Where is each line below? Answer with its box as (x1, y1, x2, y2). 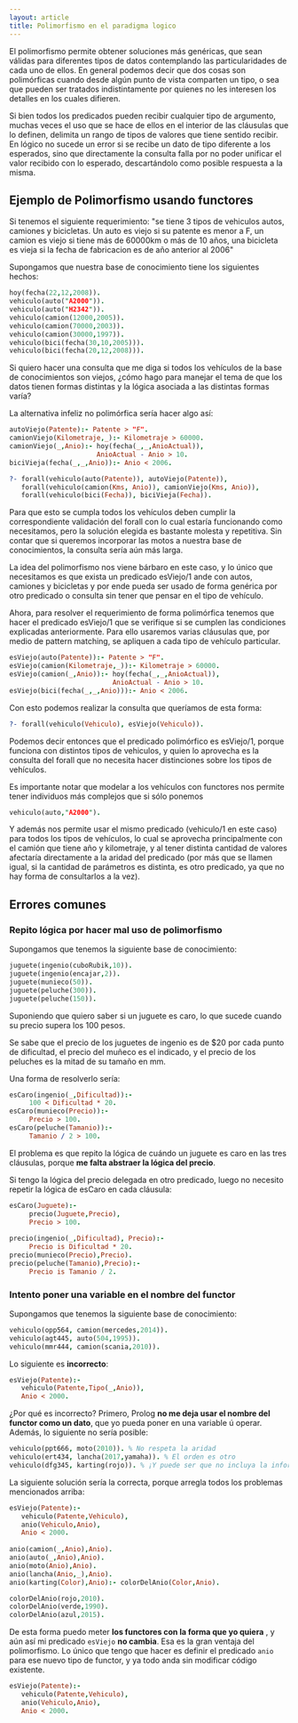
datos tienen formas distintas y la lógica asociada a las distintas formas (9, 382, 270, 392)
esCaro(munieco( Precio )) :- (9, 1107, 109, 1116)
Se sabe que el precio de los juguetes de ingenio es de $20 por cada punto (9, 1037, 285, 1048)
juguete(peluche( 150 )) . (9, 994, 98, 1003)
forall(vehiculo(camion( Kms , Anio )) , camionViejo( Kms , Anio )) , (20, 482, 260, 492)
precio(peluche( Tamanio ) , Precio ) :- (9, 1259, 141, 1268)
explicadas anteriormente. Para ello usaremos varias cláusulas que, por (9, 626, 271, 637)
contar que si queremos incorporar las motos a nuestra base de (9, 535, 242, 546)
